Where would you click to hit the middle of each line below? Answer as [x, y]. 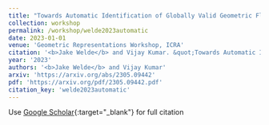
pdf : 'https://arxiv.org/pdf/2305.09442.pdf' [85, 82]
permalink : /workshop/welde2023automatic [78, 30]
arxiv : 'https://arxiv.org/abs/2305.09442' [82, 75]
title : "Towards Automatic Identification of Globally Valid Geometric [130, 16]
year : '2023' [30, 61]
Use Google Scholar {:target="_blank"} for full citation [96, 112]
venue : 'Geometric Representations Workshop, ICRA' [96, 45]
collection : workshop [44, 23]
